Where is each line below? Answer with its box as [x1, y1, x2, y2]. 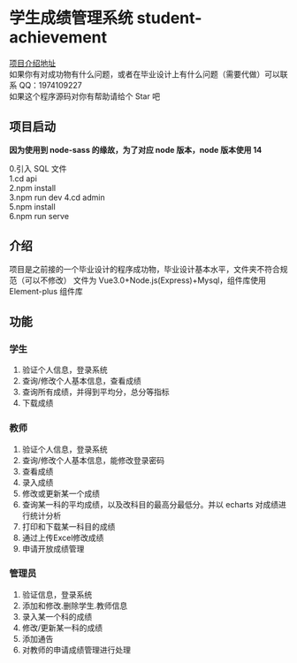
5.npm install [9, 201, 56, 212]
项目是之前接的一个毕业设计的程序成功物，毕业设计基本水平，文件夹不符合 [9, 263, 280, 274]
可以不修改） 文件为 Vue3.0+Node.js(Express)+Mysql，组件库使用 [24, 275, 267, 286]
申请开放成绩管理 [21, 543, 85, 553]
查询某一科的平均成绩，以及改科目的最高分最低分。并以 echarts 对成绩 [21, 499, 279, 509]
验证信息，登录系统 [21, 589, 93, 599]
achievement [9, 27, 108, 48]
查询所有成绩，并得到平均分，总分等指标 [21, 386, 170, 398]
